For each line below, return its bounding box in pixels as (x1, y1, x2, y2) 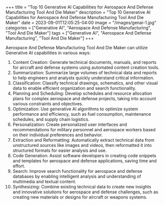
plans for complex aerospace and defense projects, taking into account (12, 96, 156, 102)
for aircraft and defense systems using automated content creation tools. (12, 64, 160, 70)
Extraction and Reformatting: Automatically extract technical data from (12, 137, 155, 143)
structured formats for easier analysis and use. (12, 147, 107, 153)
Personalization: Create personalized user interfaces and (12, 122, 127, 127)
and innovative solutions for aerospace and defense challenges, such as (12, 189, 158, 195)
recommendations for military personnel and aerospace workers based (12, 127, 156, 132)
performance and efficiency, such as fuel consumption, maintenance (12, 111, 151, 117)
